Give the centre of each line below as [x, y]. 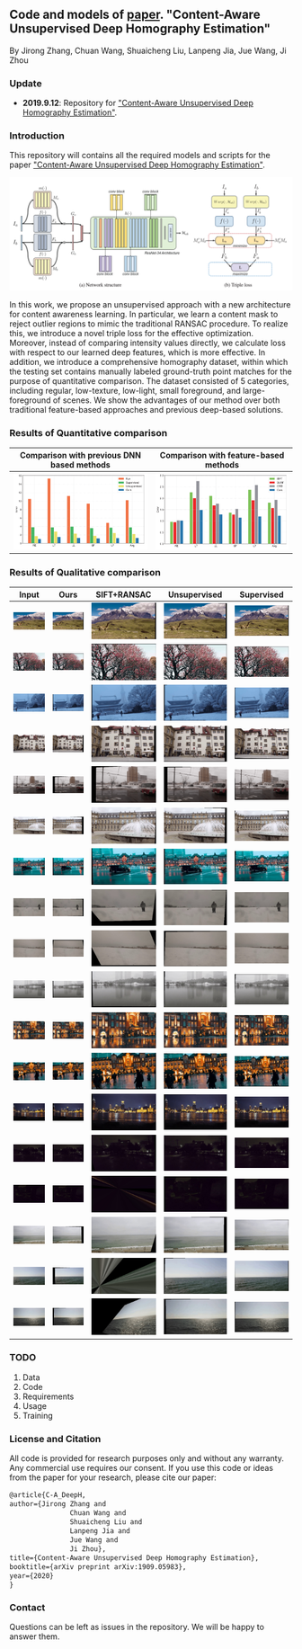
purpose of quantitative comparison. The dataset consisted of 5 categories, [149, 380]
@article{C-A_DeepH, [48, 1495]
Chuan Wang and [98, 1513]
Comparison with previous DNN [80, 455]
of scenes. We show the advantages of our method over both [166, 400]
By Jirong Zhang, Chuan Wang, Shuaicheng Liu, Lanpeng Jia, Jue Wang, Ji [148, 50]
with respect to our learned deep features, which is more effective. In [138, 352]
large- [253, 390]
